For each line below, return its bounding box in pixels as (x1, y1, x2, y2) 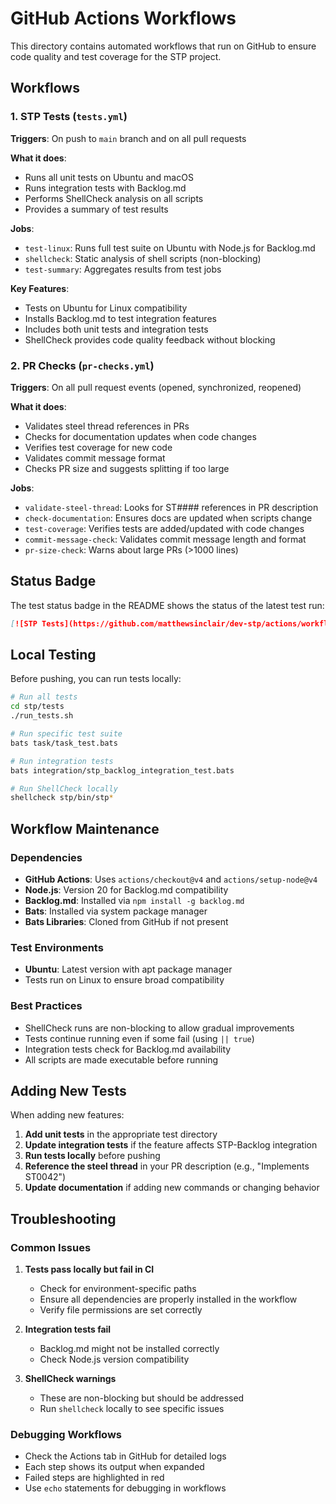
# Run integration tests (10, 756, 114, 766)
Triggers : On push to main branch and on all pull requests (10, 132, 247, 144)
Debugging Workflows (10, 1428, 122, 1441)
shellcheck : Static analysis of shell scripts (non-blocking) (24, 252, 262, 264)
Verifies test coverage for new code (24, 441, 173, 453)
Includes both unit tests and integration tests (24, 323, 209, 335)
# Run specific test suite (10, 729, 123, 739)
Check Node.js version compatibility (39, 1353, 190, 1366)
